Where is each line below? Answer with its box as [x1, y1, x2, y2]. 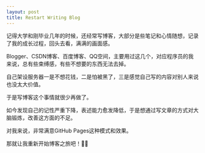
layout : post [6, 8, 40, 15]
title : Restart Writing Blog [6, 15, 81, 21]
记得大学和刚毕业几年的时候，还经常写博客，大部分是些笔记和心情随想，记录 [6, 32, 199, 39]
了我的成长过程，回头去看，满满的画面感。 [6, 39, 113, 47]
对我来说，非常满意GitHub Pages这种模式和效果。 [6, 127, 132, 134]
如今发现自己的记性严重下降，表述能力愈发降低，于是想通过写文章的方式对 [6, 106, 193, 114]
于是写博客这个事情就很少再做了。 [6, 93, 92, 101]
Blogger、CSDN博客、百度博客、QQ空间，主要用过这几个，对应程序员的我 [6, 52, 194, 59]
